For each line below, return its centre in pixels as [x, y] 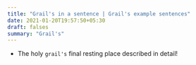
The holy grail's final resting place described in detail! [98, 54]
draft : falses [28, 27]
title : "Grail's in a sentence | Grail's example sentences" [99, 14]
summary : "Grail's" [36, 34]
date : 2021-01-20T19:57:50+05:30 [56, 20]
